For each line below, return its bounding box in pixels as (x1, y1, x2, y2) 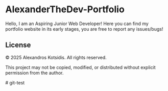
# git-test (5, 79, 25, 85)
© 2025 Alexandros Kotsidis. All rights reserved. (5, 54, 107, 60)
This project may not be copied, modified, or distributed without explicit (5, 64, 156, 70)
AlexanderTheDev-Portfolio (5, 4, 125, 15)
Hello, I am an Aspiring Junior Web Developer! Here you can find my (5, 20, 149, 27)
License (5, 41, 31, 50)
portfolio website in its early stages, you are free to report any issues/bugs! (5, 26, 163, 32)
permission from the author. (5, 70, 64, 76)
